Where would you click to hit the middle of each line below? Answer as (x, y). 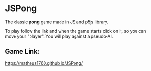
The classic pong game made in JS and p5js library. (57, 22)
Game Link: (23, 51)
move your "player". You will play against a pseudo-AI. (59, 36)
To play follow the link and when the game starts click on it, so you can (75, 31)
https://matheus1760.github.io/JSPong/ (44, 63)
